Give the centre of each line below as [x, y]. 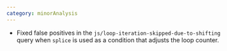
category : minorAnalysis [42, 13]
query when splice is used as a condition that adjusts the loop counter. [118, 40]
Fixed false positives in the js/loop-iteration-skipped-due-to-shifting [119, 33]
